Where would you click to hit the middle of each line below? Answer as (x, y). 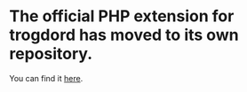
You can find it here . (46, 78)
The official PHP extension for (122, 16)
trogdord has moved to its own (124, 35)
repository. (51, 54)
